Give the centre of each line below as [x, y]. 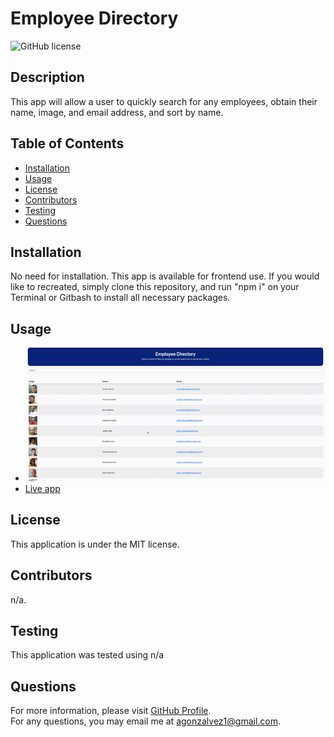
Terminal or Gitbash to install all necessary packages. [120, 298]
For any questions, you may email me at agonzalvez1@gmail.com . [146, 721]
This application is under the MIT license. [95, 544]
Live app [42, 488]
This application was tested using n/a [87, 655]
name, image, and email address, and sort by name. [117, 112]
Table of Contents [67, 143]
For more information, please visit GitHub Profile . [111, 711]
